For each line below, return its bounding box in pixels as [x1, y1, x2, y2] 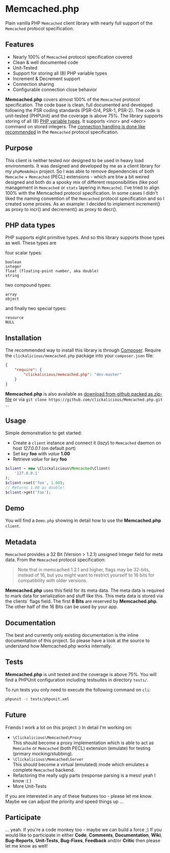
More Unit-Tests [12, 783, 47, 789]
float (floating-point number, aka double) [5, 269, 99, 274]
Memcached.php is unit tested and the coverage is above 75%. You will [5, 671, 157, 677]
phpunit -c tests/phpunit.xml [5, 696, 70, 702]
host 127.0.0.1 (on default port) [12, 445, 76, 451]
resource [5, 315, 24, 320]
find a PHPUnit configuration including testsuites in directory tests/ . [5, 677, 149, 683]
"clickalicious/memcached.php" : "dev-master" [23, 372, 122, 377]
